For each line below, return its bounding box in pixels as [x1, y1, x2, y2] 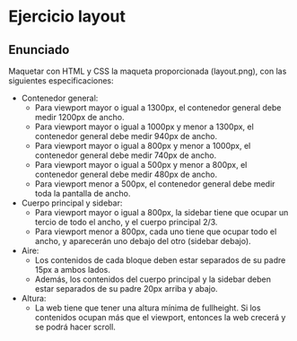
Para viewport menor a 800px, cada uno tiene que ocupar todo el [34, 226, 277, 237]
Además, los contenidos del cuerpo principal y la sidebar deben [34, 274, 271, 284]
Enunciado [8, 42, 70, 57]
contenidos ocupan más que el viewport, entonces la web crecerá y [34, 312, 286, 322]
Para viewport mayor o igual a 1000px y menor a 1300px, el [34, 121, 255, 132]
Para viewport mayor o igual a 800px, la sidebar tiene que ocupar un [34, 207, 289, 217]
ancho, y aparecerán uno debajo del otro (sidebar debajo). [34, 236, 252, 246]
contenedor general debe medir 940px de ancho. [34, 131, 218, 141]
